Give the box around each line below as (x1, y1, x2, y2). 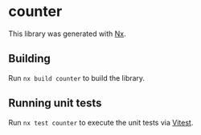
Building (8, 52, 51, 66)
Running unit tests (8, 97, 102, 110)
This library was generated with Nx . (8, 29, 126, 38)
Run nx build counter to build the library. (8, 73, 146, 82)
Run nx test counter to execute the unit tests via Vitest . (8, 117, 194, 127)
